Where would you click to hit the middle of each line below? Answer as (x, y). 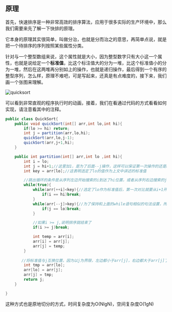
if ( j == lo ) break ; (61, 209)
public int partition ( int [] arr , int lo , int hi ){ (69, 157)
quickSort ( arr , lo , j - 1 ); (49, 138)
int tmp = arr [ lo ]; (45, 265)
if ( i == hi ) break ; (61, 195)
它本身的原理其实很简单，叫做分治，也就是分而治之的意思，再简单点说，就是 (86, 39)
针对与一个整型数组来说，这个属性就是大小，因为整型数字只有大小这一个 (81, 56)
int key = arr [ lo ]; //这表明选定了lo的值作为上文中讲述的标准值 (85, 171)
